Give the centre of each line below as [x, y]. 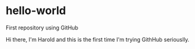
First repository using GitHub [42, 28]
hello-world [36, 11]
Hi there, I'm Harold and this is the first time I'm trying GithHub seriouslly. [98, 39]
